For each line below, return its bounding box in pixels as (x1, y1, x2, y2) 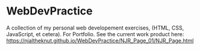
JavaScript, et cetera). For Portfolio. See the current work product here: (6, 30, 184, 37)
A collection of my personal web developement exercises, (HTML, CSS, (6, 24, 184, 31)
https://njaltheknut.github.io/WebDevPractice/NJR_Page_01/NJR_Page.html (6, 37, 194, 44)
